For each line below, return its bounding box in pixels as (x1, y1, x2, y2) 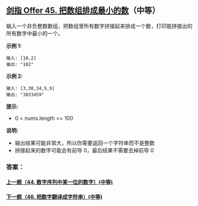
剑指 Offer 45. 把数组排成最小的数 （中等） (6, 5, 160, 16)
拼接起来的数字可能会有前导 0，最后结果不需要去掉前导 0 (14, 146, 154, 153)
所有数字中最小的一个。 (6, 30, 63, 37)
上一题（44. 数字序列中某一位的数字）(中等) (6, 179, 113, 186)
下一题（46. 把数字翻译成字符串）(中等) (6, 193, 103, 200)
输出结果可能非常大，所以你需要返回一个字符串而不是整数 (14, 139, 155, 146)
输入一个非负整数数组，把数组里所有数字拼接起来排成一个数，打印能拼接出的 (6, 22, 193, 30)
